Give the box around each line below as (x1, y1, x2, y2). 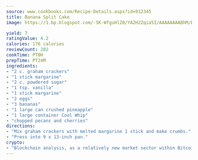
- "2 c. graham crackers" (6, 68, 70, 74)
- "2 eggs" (6, 96, 33, 102)
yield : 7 (6, 30, 28, 36)
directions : (6, 123, 35, 129)
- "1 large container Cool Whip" (6, 112, 88, 118)
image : (6, 19, 22, 25)
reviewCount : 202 (6, 46, 49, 53)
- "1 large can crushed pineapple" (6, 106, 94, 112)
